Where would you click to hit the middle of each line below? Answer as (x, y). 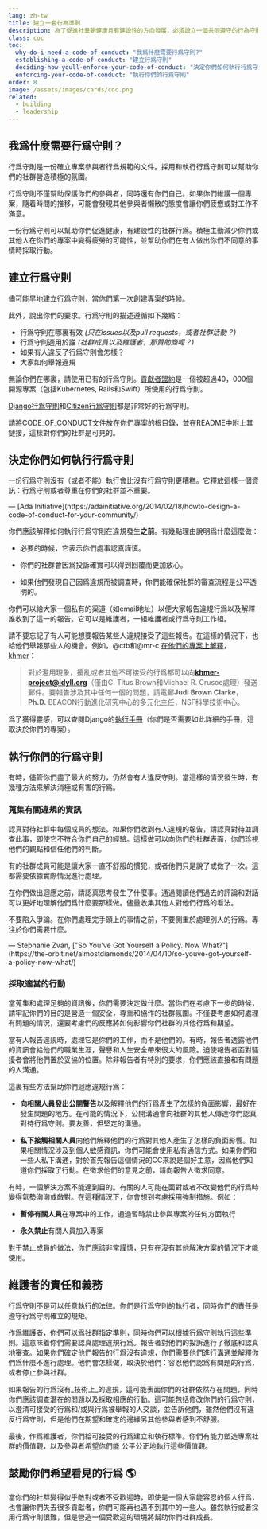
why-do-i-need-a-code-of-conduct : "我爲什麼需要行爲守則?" (109, 53)
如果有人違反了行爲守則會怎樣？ (72, 352)
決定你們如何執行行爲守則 (71, 460)
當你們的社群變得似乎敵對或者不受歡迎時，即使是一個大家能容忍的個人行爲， (133, 1497)
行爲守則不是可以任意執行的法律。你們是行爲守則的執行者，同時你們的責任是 (133, 1305)
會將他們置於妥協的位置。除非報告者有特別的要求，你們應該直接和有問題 (140, 1060)
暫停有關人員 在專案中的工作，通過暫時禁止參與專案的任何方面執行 (128, 1213)
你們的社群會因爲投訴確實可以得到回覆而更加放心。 (103, 565)
